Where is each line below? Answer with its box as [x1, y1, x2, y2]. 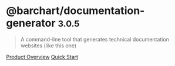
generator [6, 16, 56, 30]
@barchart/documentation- [6, 4, 145, 18]
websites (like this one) [20, 42, 77, 49]
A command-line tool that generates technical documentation [20, 36, 169, 43]
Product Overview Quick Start [6, 53, 78, 60]
